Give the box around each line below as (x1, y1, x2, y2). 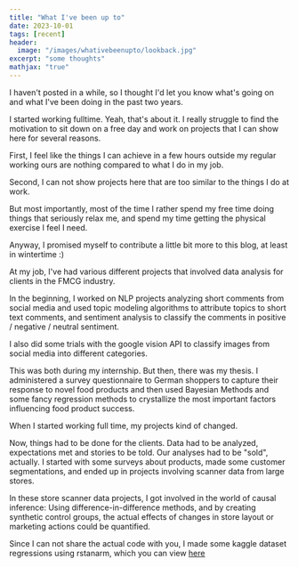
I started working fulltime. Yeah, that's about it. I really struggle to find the (9, 113, 279, 125)
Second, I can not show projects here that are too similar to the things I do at (9, 176, 290, 187)
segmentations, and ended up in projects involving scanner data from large (9, 466, 285, 476)
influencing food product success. (9, 402, 135, 414)
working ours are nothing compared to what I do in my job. (9, 159, 224, 170)
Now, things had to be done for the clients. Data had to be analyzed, (9, 437, 259, 448)
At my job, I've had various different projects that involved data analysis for (9, 266, 284, 277)
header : (9, 37, 38, 47)
